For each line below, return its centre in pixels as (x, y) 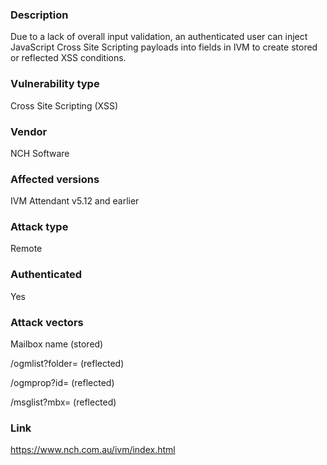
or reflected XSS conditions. (68, 58)
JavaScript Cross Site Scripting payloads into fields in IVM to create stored (164, 47)
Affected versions (55, 179)
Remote (26, 249)
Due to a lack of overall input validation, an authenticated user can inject (159, 37)
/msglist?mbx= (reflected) (63, 402)
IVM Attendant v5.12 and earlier (75, 201)
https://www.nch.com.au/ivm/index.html (93, 450)
